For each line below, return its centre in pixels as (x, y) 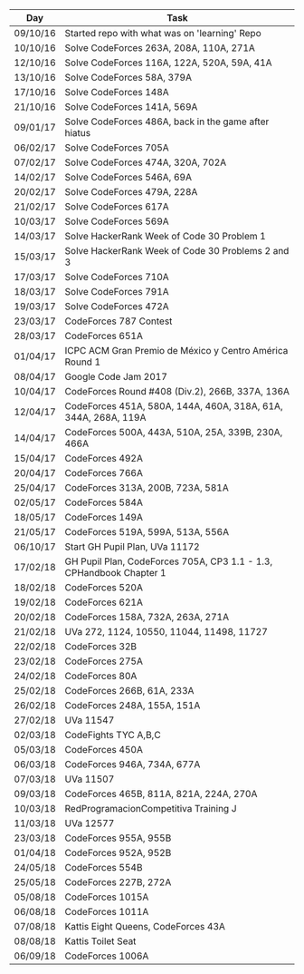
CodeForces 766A (104, 473)
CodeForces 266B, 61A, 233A (129, 691)
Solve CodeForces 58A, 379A (128, 78)
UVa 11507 (90, 779)
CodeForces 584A (104, 502)
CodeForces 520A (104, 587)
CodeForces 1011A (107, 912)
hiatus (78, 133)
